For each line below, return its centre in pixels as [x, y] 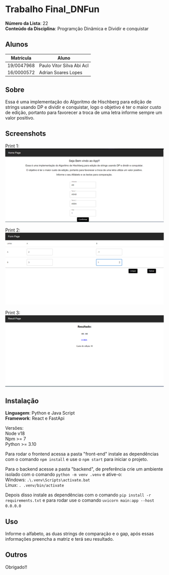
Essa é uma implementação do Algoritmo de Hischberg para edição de [78, 102]
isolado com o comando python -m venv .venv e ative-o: [64, 475]
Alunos [17, 45]
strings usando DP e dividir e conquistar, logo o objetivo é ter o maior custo [83, 107]
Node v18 [15, 434]
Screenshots [26, 134]
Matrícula [21, 58]
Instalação [22, 401]
